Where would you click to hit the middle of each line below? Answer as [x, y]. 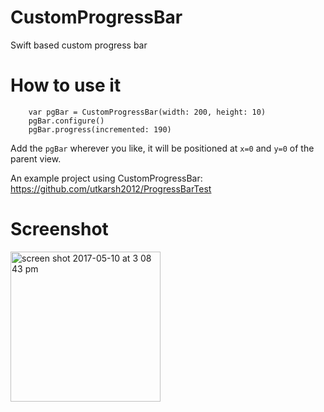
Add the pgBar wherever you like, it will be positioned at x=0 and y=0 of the [162, 148]
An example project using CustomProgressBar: [106, 178]
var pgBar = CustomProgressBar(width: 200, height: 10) [147, 112]
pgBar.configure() [66, 121]
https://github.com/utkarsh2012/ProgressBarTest [111, 188]
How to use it [66, 85]
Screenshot [59, 229]
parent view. [36, 158]
